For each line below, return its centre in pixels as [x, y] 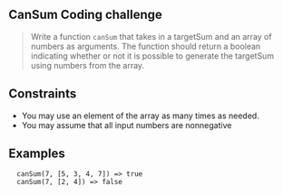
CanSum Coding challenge [85, 15]
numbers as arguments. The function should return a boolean [146, 46]
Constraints [43, 94]
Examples [37, 154]
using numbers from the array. [88, 65]
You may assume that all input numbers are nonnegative [127, 125]
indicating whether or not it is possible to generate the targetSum [152, 56]
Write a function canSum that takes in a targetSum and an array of [151, 36]
